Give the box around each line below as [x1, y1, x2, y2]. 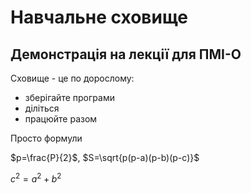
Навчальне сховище [10, 6, 188, 29]
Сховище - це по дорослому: [10, 72, 135, 84]
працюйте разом [24, 113, 98, 125]
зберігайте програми [24, 92, 115, 103]
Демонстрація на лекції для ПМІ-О [10, 46, 242, 63]
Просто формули [10, 132, 83, 144]
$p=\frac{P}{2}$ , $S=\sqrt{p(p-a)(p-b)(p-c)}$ [10, 152, 200, 163]
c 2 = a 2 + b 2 [10, 171, 62, 185]
